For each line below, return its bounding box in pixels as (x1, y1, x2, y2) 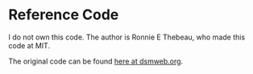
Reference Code (8, 6, 119, 24)
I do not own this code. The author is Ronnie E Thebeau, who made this (8, 32, 246, 42)
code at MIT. (8, 40, 51, 50)
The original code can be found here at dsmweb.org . (8, 56, 184, 66)
